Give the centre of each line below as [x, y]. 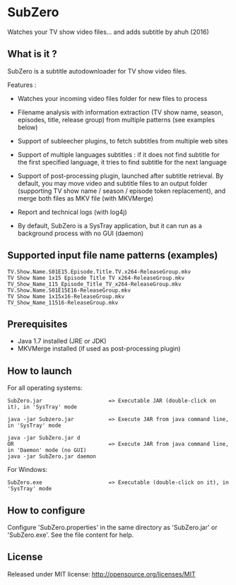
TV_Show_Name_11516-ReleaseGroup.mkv [63, 302]
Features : [22, 85]
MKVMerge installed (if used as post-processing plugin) [99, 349]
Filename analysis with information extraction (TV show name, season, [120, 112]
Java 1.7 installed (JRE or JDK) [62, 341]
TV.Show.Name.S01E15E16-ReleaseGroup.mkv [69, 290]
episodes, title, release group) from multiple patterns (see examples [116, 119]
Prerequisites [37, 324]
